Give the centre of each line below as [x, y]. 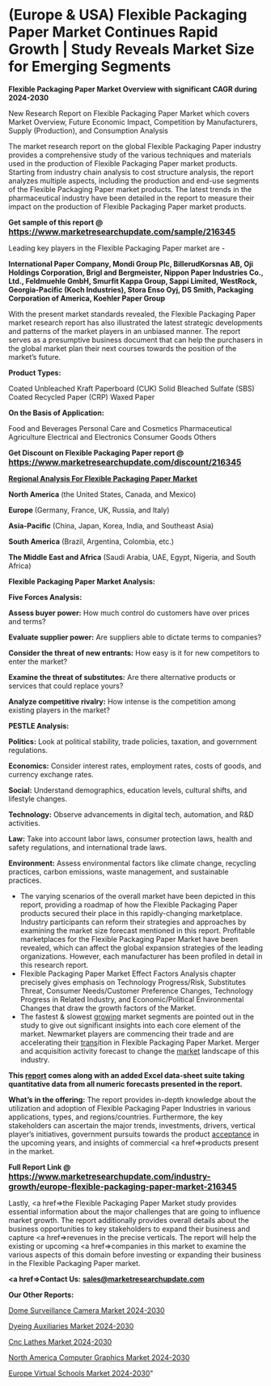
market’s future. [35, 357]
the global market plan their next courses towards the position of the [123, 348]
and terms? [27, 621]
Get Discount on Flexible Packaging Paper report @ [96, 452]
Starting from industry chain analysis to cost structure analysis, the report [131, 172]
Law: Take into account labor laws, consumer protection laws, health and [130, 838]
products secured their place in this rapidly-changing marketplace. [131, 913]
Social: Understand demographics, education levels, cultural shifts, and [128, 790]
